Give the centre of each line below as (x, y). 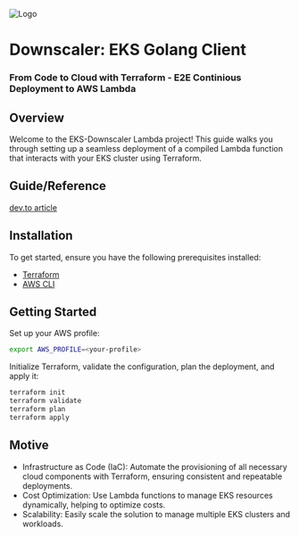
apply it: (24, 376)
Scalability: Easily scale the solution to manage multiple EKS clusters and (156, 514)
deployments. (47, 485)
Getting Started (53, 312)
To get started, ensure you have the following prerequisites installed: (135, 257)
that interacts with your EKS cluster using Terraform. (106, 158)
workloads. (43, 524)
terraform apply (39, 417)
